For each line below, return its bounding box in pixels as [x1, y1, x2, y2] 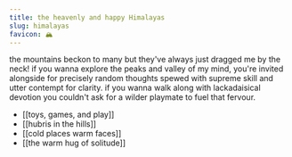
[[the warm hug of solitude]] [21, 137, 126, 148]
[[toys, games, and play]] [21, 109, 115, 120]
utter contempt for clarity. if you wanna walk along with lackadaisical [9, 82, 261, 94]
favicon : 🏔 [9, 29, 53, 38]
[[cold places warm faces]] [21, 128, 122, 139]
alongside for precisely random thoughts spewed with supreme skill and [9, 73, 274, 84]
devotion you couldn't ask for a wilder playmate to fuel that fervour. [9, 92, 256, 103]
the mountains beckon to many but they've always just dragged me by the [9, 54, 281, 65]
